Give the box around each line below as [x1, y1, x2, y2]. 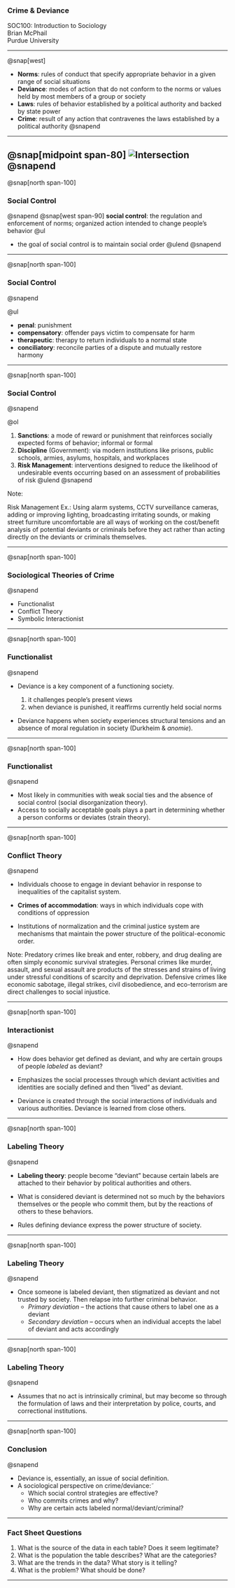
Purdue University [7, 36, 59, 45]
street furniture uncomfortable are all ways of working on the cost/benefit [7, 518, 220, 526]
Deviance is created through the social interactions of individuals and [17, 1097, 217, 1105]
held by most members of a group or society [17, 92, 146, 101]
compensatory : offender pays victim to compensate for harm [17, 328, 195, 337]
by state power [17, 107, 61, 115]
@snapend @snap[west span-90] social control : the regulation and [7, 212, 203, 220]
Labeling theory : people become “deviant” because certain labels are [17, 1171, 219, 1179]
